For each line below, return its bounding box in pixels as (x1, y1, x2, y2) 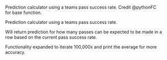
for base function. (5, 9, 42, 15)
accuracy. (5, 49, 26, 55)
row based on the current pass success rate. (5, 34, 97, 40)
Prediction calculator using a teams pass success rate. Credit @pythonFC (5, 4, 157, 10)
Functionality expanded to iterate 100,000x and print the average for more (5, 44, 157, 49)
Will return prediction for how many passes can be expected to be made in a (5, 29, 162, 34)
